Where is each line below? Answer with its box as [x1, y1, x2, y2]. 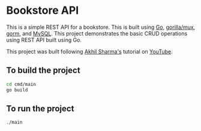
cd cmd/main [6, 81, 36, 87]
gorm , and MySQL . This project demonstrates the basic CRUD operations [6, 29, 188, 37]
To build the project [6, 65, 80, 76]
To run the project [6, 103, 74, 114]
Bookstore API [6, 4, 79, 17]
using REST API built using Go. [6, 36, 82, 43]
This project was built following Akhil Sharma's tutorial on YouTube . [6, 47, 173, 55]
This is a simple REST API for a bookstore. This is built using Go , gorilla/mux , [6, 23, 196, 31]
